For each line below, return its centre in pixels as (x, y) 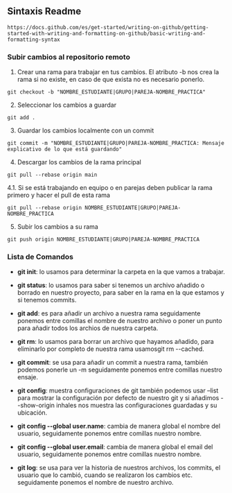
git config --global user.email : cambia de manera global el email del (115, 447)
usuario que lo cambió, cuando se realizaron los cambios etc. (105, 475)
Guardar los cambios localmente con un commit (86, 130)
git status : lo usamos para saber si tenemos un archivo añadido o (111, 285)
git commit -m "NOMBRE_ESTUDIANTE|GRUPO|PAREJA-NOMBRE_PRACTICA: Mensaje (116, 144)
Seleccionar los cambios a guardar (66, 105)
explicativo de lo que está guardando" (65, 149)
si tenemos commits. (47, 300)
